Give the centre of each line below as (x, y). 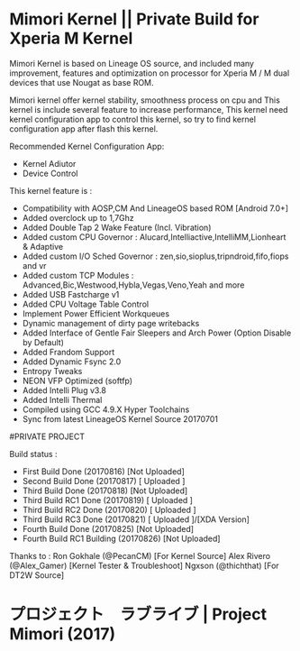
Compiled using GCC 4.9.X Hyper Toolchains (106, 409)
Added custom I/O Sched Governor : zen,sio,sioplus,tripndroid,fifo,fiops (155, 256)
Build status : (33, 454)
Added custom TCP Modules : (78, 275)
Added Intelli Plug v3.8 (64, 390)
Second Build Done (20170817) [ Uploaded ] (104, 481)
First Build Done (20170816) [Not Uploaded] (103, 471)
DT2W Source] (37, 575)
